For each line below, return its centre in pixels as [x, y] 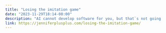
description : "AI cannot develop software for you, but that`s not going [83, 18]
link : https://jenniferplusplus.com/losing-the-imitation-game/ [73, 23]
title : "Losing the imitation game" [43, 9]
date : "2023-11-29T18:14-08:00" [39, 14]
